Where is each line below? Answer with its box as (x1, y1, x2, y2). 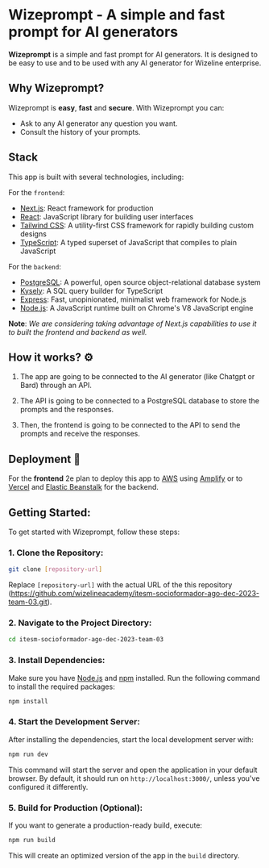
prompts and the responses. (19, 405, 114, 415)
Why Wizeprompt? (8, 81, 105, 95)
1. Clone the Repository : (8, 547, 104, 558)
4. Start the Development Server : (8, 716, 141, 728)
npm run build (8, 836, 56, 844)
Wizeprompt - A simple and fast (8, 6, 226, 24)
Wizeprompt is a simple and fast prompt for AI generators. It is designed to (8, 49, 258, 59)
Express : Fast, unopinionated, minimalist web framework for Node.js (19, 294, 247, 304)
